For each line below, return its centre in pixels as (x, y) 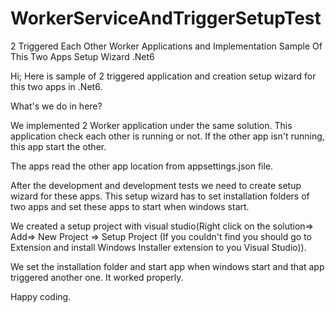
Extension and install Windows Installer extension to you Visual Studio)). (158, 247)
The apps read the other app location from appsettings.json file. (142, 166)
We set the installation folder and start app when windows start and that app (167, 266)
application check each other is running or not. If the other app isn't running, (167, 136)
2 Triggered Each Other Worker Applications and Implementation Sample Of (166, 46)
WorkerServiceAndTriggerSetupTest (166, 18)
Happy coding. (41, 296)
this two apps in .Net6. (56, 86)
